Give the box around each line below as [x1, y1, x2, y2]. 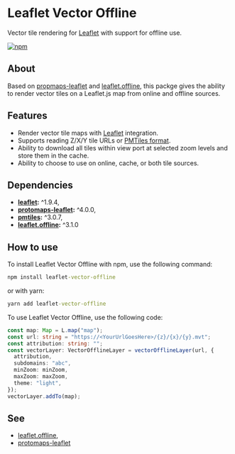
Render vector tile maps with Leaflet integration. [17, 128, 158, 137]
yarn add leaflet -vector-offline [7, 300, 106, 308]
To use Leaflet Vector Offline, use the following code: [7, 313, 163, 321]
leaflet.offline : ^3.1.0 [17, 221, 80, 229]
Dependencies [7, 179, 73, 191]
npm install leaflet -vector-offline [7, 274, 116, 281]
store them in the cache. [17, 151, 89, 160]
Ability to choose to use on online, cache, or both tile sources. [17, 158, 200, 167]
